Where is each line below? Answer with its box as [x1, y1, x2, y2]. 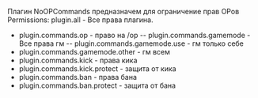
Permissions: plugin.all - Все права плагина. [7, 15, 154, 24]
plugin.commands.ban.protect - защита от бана [18, 81, 176, 90]
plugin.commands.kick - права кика [18, 55, 138, 65]
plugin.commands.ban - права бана [18, 73, 138, 81]
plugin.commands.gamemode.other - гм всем [18, 47, 171, 56]
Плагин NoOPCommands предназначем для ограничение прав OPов [7, 7, 240, 16]
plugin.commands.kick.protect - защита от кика [18, 64, 176, 73]
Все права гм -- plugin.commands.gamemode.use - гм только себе [18, 39, 245, 48]
